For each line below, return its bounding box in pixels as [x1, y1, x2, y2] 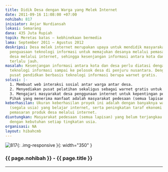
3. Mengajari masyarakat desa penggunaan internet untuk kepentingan [9, 91, 157, 96]
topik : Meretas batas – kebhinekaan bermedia [5, 36, 101, 41]
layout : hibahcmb [5, 128, 41, 133]
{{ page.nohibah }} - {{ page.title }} [5, 155, 92, 162]
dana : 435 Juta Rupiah [5, 31, 52, 36]
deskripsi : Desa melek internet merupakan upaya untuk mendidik [5, 45, 142, 50]
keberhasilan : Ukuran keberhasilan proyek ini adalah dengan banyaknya [5, 101, 157, 106]
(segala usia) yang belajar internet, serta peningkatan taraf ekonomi [9, 105, 162, 110]
